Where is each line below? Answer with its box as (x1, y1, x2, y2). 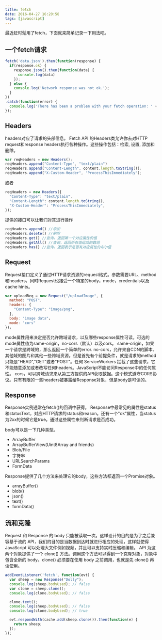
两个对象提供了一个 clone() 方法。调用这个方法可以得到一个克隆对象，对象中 (5, 551, 158, 557)
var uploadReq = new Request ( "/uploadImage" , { (5, 293, 103, 298)
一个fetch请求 (5, 46, 47, 54)
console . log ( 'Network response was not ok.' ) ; (14, 86, 110, 91)
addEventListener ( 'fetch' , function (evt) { (5, 573, 95, 577)
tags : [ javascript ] (5, 16, 45, 21)
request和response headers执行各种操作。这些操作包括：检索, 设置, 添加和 (5, 141, 155, 147)
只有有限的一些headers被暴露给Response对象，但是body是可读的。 (13, 377, 149, 383)
